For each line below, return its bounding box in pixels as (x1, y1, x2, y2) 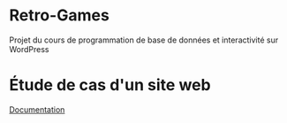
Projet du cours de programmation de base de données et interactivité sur (9, 35, 279, 45)
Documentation (9, 104, 65, 115)
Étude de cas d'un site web (9, 75, 211, 96)
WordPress (9, 43, 50, 54)
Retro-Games (9, 5, 110, 26)
